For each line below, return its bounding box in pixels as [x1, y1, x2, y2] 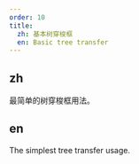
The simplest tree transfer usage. [9, 144, 131, 155]
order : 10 [9, 12, 46, 22]
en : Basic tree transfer [17, 37, 109, 47]
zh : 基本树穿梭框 [17, 29, 73, 38]
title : [9, 21, 34, 30]
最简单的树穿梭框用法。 [9, 95, 95, 106]
